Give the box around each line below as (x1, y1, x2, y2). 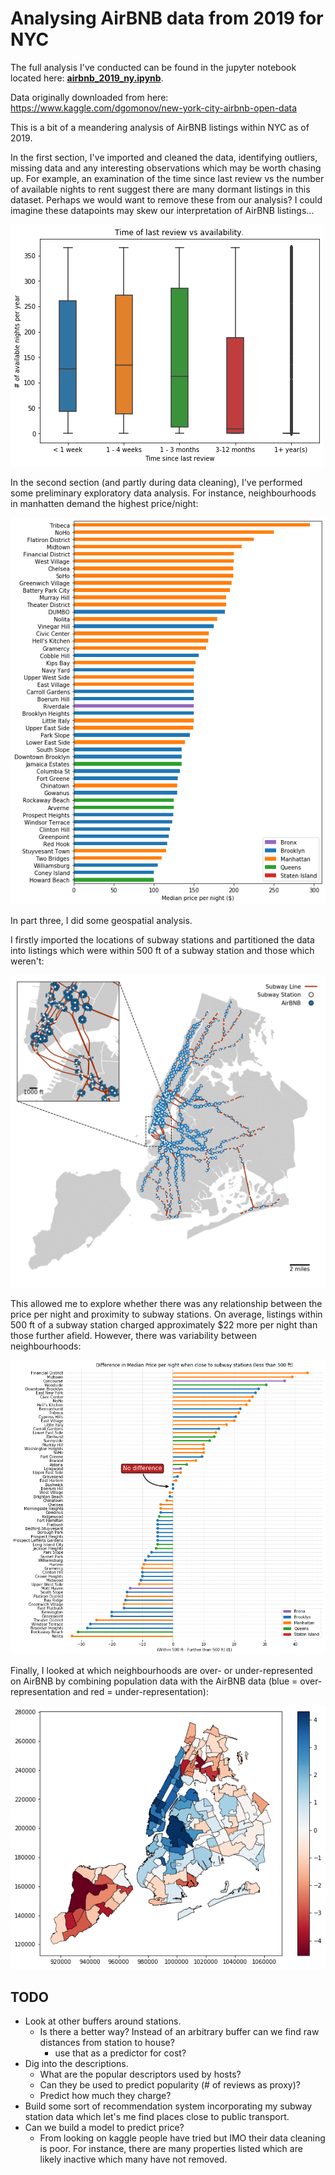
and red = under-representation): (72, 1686, 209, 1698)
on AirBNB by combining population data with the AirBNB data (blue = (10, 1675, 298, 1687)
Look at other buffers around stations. (24, 2015, 182, 2027)
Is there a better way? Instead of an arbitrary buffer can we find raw (39, 2026, 320, 2038)
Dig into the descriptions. (24, 2058, 129, 2070)
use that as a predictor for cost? (54, 2047, 187, 2059)
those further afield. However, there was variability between (10, 1329, 258, 1341)
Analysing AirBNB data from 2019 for (10, 7, 324, 30)
